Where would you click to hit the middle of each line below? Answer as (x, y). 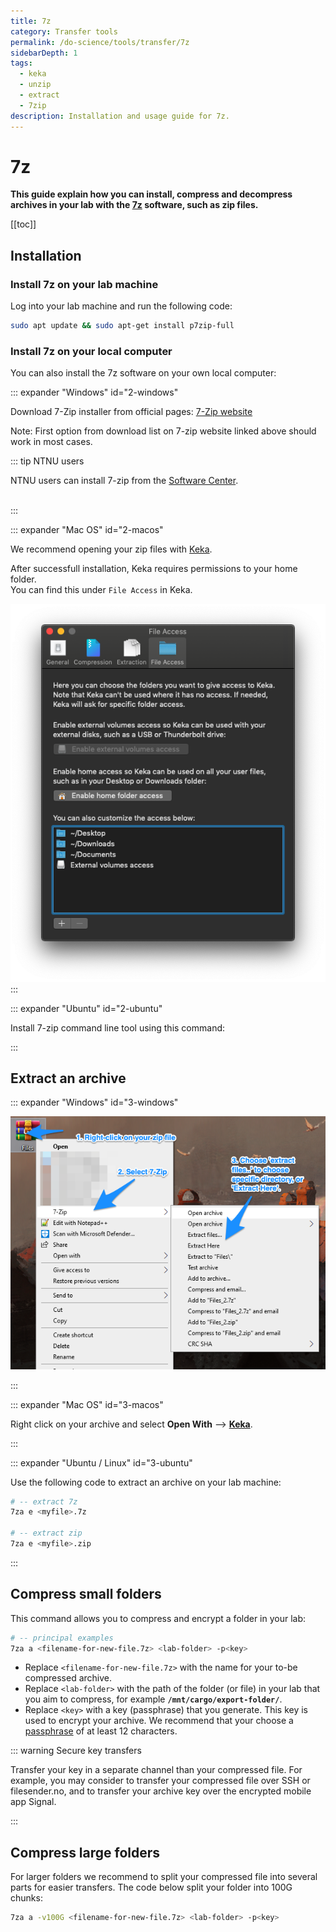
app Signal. (33, 1802)
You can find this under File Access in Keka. (101, 590)
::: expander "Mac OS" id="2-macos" (87, 530)
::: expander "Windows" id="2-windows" (94, 392)
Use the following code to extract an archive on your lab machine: (146, 1482)
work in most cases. (51, 442)
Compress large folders (85, 1852)
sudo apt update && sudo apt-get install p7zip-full (122, 326)
